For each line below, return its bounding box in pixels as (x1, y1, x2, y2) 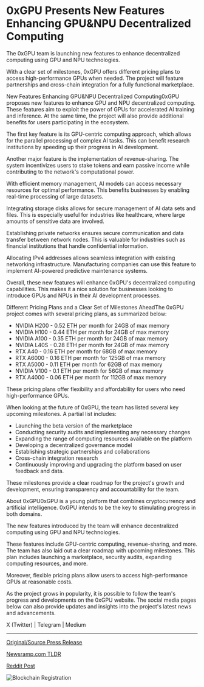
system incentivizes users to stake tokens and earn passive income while (6, 161, 190, 169)
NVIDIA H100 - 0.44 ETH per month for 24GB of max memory (15, 328, 169, 336)
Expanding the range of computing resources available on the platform (15, 435, 192, 442)
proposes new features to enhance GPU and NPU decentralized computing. (6, 99, 195, 107)
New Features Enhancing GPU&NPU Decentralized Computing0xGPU (6, 93, 180, 100)
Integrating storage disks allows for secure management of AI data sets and (6, 205, 196, 212)
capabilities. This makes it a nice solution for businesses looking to (6, 285, 173, 292)
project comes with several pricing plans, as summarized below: (6, 310, 167, 317)
